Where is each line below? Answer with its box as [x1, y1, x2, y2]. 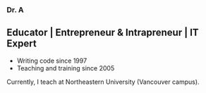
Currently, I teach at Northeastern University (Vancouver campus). [6, 77, 200, 86]
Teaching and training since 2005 [16, 63, 115, 72]
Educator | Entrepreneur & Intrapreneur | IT [6, 27, 199, 39]
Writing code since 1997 [16, 56, 87, 65]
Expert [6, 37, 37, 50]
